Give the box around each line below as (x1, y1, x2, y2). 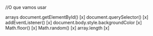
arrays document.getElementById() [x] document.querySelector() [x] (5, 14, 148, 20)
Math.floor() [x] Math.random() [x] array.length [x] (5, 25, 110, 31)
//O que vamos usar (5, 5, 47, 10)
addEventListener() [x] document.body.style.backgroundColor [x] (5, 20, 142, 25)
